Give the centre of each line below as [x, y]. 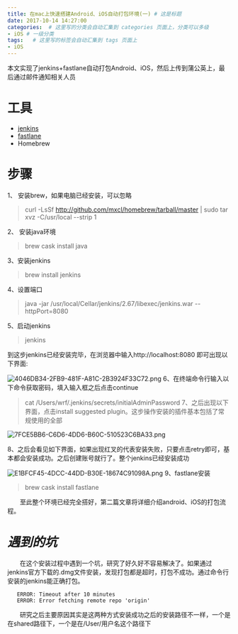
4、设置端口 [25, 289]
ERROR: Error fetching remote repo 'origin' [84, 601]
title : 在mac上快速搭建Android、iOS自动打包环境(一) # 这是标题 [95, 14]
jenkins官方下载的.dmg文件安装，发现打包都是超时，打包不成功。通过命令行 [118, 572]
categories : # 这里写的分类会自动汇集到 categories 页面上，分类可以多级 [108, 27]
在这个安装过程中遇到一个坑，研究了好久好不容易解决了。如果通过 [116, 563]
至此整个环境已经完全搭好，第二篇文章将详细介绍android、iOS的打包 [120, 502]
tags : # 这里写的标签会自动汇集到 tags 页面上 [72, 40]
